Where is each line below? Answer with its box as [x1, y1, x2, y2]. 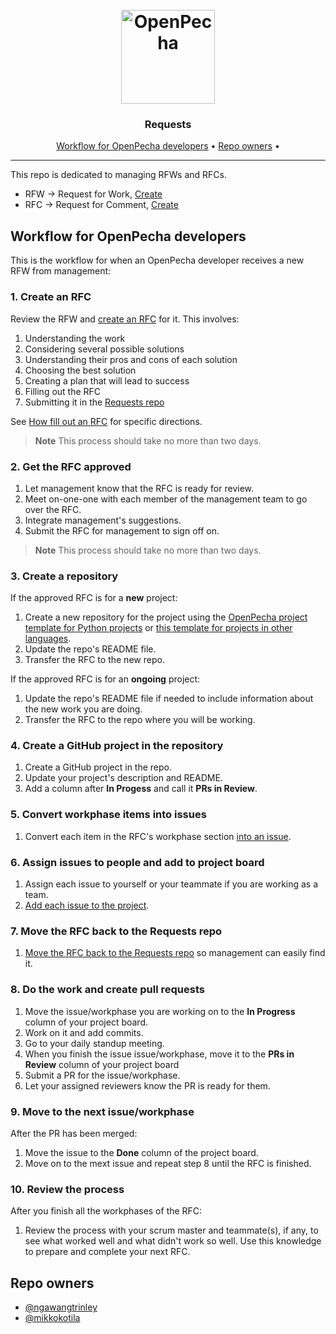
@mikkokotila [24, 1312, 81, 1324]
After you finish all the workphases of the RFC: [10, 1205, 203, 1217]
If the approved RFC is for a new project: [10, 592, 178, 604]
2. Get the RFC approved [10, 459, 132, 473]
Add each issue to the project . [24, 899, 150, 912]
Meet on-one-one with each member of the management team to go [24, 493, 308, 505]
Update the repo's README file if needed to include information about [24, 693, 314, 705]
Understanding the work [24, 332, 126, 344]
